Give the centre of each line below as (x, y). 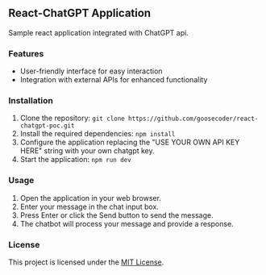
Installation (31, 101)
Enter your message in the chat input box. (89, 206)
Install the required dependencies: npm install (98, 134)
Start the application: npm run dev (75, 160)
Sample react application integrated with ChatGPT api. (99, 32)
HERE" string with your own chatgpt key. (87, 151)
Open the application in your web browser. (90, 198)
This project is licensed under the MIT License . (86, 262)
